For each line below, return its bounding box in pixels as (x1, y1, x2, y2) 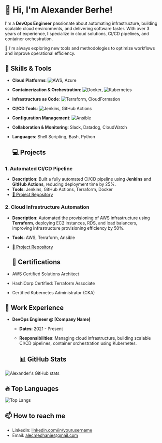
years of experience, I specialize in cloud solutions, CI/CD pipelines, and (5, 31, 149, 36)
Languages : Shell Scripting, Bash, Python (12, 133, 95, 140)
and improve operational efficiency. (5, 50, 76, 56)
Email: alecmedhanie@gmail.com (12, 432, 78, 438)
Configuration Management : (12, 115, 71, 121)
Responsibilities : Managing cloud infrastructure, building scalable (19, 335, 151, 341)
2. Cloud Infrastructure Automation (5, 204, 89, 210)
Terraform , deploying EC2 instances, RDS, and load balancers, (12, 220, 138, 226)
